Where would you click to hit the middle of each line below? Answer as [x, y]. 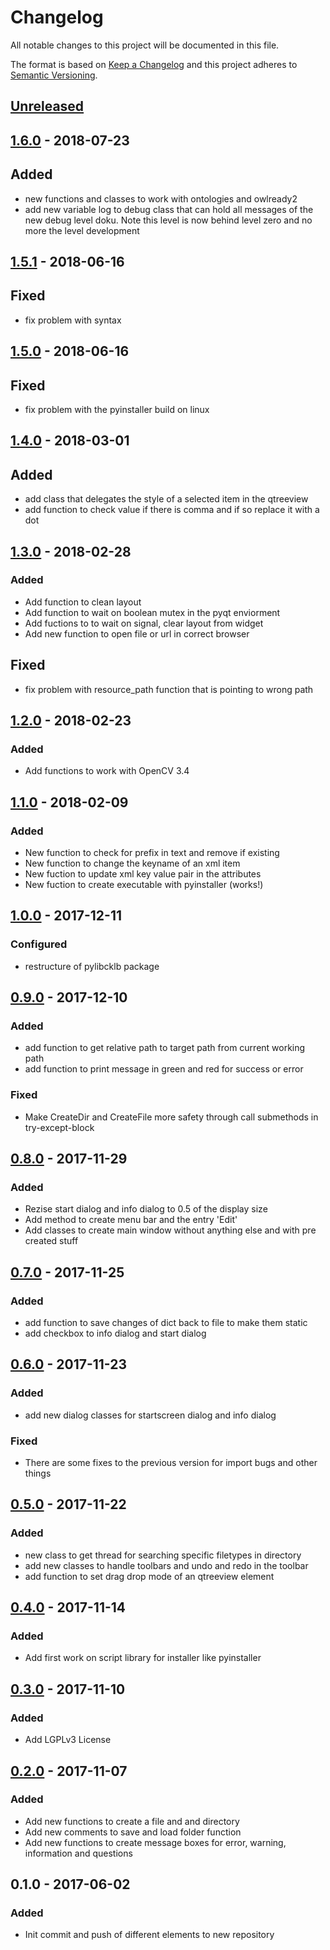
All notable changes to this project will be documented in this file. [145, 45]
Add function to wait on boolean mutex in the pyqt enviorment [152, 612]
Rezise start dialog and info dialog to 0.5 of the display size [146, 1209]
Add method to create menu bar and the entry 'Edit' [131, 1220]
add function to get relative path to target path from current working [165, 1048]
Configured [39, 944]
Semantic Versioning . [54, 75]
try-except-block [59, 1127]
